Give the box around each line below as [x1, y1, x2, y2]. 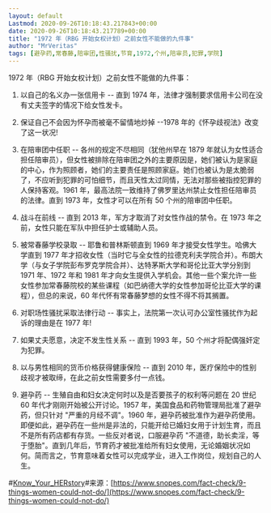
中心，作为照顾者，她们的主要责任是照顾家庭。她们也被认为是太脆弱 [27, 165, 255, 174]
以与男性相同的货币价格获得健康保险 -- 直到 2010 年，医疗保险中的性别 [19, 362, 257, 372]
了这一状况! [19, 127, 58, 137]
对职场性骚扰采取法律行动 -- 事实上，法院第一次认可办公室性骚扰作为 [19, 308, 251, 317]
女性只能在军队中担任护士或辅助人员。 [34, 223, 163, 232]
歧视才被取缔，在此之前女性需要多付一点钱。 [19, 373, 170, 382]
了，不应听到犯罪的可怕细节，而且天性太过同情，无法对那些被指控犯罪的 [19, 175, 261, 185]
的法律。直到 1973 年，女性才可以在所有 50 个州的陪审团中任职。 [19, 195, 237, 205]
